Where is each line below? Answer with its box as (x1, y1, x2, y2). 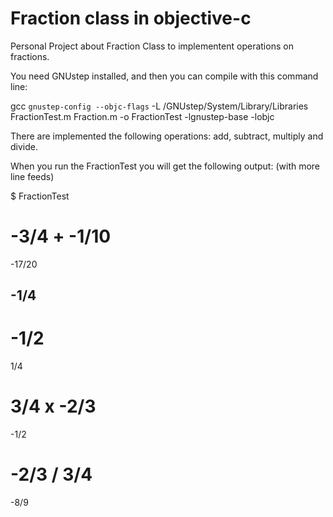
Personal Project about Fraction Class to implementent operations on (10, 40, 294, 52)
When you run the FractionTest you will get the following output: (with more (10, 160, 321, 172)
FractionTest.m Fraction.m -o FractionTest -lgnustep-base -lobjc (10, 110, 275, 122)
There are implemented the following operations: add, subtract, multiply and (10, 130, 324, 142)
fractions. (10, 50, 50, 62)
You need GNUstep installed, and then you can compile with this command (10, 70, 319, 82)
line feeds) (10, 170, 55, 182)
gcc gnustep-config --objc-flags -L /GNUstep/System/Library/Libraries (10, 100, 309, 112)
